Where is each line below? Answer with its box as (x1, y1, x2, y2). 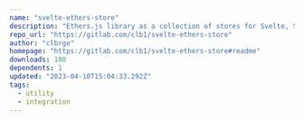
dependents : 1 (9, 64, 63, 73)
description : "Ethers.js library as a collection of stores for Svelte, (9, 22, 290, 31)
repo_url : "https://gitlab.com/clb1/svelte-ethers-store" (9, 30, 233, 39)
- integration (17, 97, 71, 106)
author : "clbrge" (9, 38, 75, 48)
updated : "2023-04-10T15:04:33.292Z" (9, 72, 152, 81)
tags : (9, 80, 30, 89)
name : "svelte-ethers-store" (9, 13, 119, 23)
